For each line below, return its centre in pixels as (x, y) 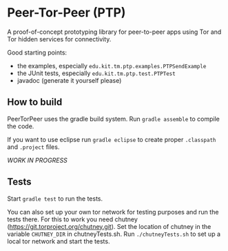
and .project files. (33, 147)
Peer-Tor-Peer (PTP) (66, 13)
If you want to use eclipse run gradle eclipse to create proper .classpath (112, 139)
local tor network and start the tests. (59, 241)
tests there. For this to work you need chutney (72, 219)
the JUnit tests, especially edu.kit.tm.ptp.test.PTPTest (96, 73)
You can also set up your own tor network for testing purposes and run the (113, 212)
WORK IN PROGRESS (37, 160)
